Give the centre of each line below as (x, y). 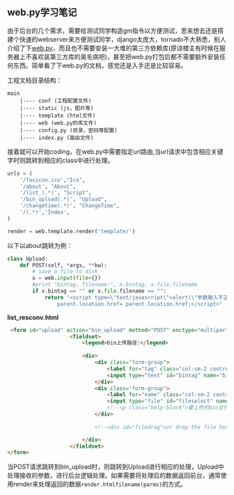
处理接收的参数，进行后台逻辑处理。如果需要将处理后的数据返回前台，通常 (114, 476)
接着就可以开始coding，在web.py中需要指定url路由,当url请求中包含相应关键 (115, 151)
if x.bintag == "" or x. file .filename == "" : (100, 291)
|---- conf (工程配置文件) (56, 101)
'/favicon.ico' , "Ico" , (53, 180)
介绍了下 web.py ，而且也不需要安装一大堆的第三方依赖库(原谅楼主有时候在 (114, 48)
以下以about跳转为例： (40, 245)
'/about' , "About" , (48, 187)
